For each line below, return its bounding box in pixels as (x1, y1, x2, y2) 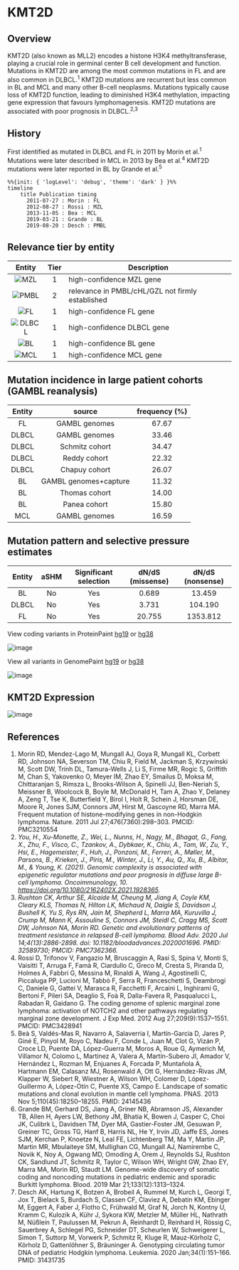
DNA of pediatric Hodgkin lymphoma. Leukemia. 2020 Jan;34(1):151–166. (17, 1249, 231, 1257)
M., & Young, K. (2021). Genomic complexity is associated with (17, 863, 203, 872)
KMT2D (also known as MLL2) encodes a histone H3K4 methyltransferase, (7, 51, 227, 60)
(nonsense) (184, 576, 224, 586)
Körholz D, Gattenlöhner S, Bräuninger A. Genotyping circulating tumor (17, 1241, 225, 1249)
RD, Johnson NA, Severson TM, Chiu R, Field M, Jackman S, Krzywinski (17, 757, 228, 766)
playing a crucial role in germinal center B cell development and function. (7, 59, 222, 68)
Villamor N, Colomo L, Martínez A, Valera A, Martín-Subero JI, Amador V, (17, 1052, 231, 1060)
